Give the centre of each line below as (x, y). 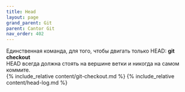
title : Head (21, 12)
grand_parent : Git (29, 23)
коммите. (18, 70)
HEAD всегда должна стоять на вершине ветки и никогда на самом (93, 64)
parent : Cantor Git (31, 28)
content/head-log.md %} (37, 83)
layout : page (22, 17)
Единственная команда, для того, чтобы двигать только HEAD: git (90, 51)
